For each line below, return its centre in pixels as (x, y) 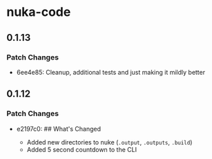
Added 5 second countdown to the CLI (82, 149)
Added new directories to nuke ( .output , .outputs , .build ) (109, 142)
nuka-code (39, 12)
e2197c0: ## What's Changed (59, 129)
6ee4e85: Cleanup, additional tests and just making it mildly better (110, 72)
